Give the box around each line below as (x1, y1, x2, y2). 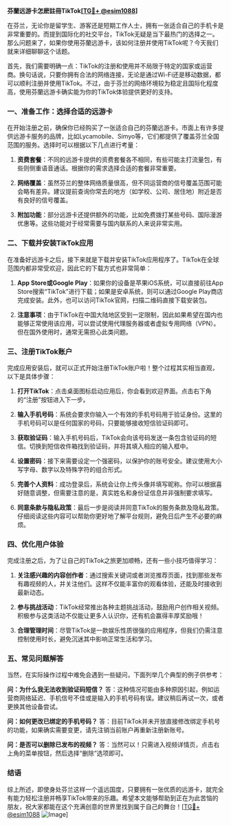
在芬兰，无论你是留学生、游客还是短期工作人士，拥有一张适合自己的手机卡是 (7, 21, 224, 30)
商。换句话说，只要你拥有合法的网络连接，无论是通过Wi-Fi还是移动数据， (7, 70, 215, 79)
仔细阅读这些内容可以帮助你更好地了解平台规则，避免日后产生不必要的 (16, 512, 217, 520)
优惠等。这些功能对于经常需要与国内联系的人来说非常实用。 (16, 219, 186, 228)
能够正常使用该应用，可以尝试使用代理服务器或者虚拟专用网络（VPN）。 (16, 319, 220, 327)
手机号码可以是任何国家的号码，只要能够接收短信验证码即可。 (16, 419, 192, 427)
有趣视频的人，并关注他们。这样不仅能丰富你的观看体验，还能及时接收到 (16, 579, 222, 588)
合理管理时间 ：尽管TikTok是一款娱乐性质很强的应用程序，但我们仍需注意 (16, 626, 223, 635)
